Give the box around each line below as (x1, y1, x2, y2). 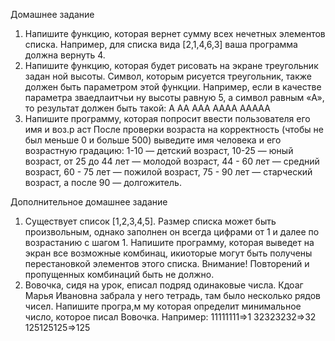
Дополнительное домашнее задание (10, 196, 168, 208)
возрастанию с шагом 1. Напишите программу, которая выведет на (24, 237, 315, 248)
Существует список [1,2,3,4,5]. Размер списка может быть (24, 215, 277, 227)
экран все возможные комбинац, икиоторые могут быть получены (24, 247, 313, 259)
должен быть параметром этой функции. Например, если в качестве (24, 81, 322, 93)
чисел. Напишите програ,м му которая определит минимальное (24, 300, 302, 312)
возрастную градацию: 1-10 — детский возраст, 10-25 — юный (24, 145, 294, 156)
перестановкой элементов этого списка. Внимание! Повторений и (24, 258, 310, 269)
